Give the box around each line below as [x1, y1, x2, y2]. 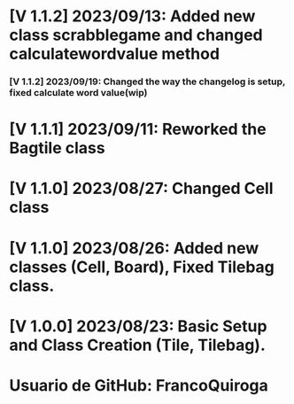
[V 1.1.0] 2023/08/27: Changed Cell [9, 179, 274, 198]
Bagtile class [9, 138, 105, 159]
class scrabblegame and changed [9, 25, 263, 45]
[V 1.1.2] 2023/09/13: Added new [9, 6, 256, 27]
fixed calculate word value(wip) [9, 87, 148, 99]
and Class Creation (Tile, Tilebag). [9, 335, 266, 355]
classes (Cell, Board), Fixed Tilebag [9, 257, 275, 276]
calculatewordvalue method [9, 44, 220, 64]
